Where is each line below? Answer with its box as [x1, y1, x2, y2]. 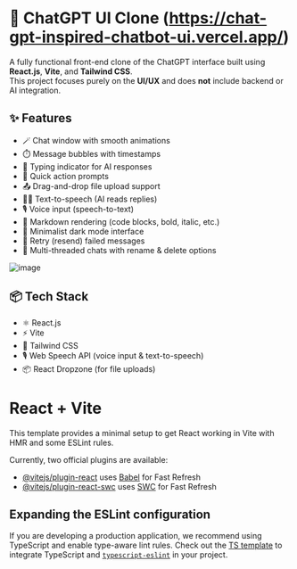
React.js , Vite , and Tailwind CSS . [9, 66, 133, 77]
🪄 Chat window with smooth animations [21, 135, 171, 145]
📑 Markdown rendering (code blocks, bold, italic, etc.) [21, 216, 220, 227]
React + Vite [9, 398, 103, 418]
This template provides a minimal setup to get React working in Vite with [9, 427, 275, 438]
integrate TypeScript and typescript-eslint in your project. [9, 549, 228, 560]
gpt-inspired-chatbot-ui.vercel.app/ [9, 27, 284, 47]
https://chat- [169, 8, 268, 29]
